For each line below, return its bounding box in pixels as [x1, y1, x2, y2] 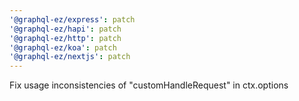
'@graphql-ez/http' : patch [9, 33, 122, 43]
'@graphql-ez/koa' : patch [9, 42, 117, 53]
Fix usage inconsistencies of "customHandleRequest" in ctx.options [9, 79, 289, 91]
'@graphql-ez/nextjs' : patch [9, 52, 131, 62]
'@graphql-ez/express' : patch [9, 14, 136, 25]
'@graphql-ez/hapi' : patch [9, 24, 122, 34]
